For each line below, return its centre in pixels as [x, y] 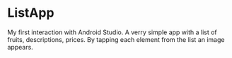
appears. [20, 47]
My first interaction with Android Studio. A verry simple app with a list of [112, 32]
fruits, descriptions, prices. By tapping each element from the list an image [116, 39]
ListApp [31, 13]
